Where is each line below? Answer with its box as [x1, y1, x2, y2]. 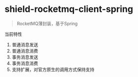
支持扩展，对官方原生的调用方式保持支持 [11, 66, 94, 73]
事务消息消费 [11, 60, 38, 66]
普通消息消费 [11, 48, 38, 54]
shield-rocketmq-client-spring [4, 3, 134, 15]
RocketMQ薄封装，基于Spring [16, 20, 78, 26]
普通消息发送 [11, 41, 38, 48]
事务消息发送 [11, 54, 38, 60]
